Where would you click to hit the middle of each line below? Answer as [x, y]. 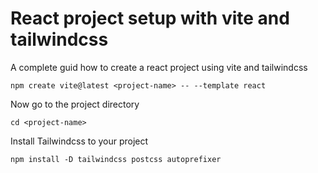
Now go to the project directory [75, 104]
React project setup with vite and [150, 18]
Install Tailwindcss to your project [79, 141]
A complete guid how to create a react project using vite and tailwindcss [159, 67]
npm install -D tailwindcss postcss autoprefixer [116, 159]
